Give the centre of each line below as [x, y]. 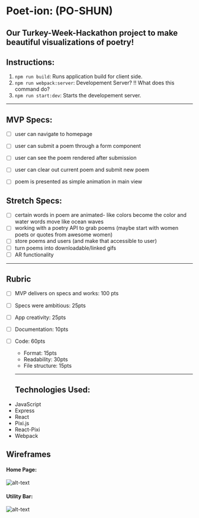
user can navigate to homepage [54, 134]
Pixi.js [22, 423]
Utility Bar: [20, 496]
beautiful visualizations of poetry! [70, 42]
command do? [32, 89]
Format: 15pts [40, 353]
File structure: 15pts [48, 365]
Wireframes [29, 454]
